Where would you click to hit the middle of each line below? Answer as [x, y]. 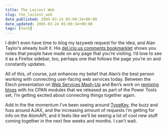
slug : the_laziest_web [29, 15]
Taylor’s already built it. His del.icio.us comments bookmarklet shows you [81, 48]
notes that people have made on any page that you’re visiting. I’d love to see [83, 54]
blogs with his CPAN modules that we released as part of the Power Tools [81, 90]
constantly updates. [25, 64]
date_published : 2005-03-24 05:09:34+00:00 [51, 19]
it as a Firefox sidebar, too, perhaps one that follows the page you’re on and [83, 59]
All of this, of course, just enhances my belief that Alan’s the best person [80, 74]
